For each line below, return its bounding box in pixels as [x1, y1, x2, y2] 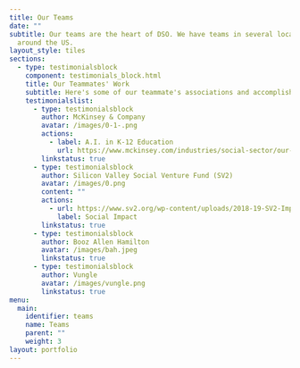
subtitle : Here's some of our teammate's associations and [25, 88, 250, 96]
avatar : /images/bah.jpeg [41, 246, 138, 255]
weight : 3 [25, 337, 62, 346]
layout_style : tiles [9, 46, 87, 55]
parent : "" [25, 329, 66, 338]
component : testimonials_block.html [25, 71, 162, 80]
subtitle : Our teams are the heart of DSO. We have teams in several [9, 29, 274, 38]
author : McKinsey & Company [41, 113, 146, 121]
